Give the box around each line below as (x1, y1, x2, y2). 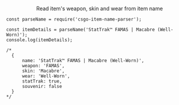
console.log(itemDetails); (6, 37, 73, 43)
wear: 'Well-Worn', (21, 73, 70, 79)
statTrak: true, (21, 78, 62, 84)
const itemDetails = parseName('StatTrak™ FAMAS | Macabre (6, 27, 155, 32)
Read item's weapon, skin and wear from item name (36, 5, 163, 12)
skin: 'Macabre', (21, 68, 65, 74)
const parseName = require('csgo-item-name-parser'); (6, 17, 142, 22)
